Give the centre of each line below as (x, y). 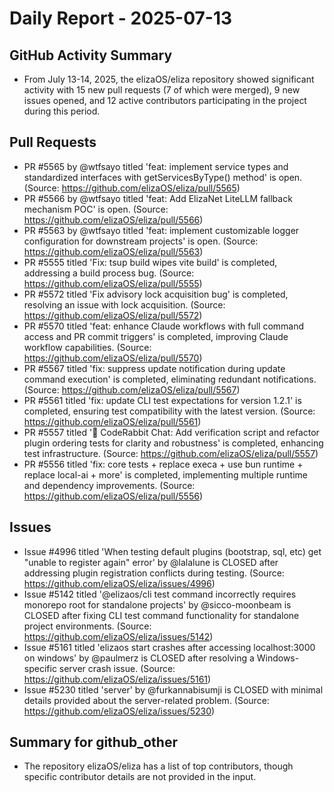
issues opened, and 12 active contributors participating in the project (165, 100)
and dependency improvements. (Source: (109, 485)
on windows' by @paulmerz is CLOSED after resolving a (139, 658)
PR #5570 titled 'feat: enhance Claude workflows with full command (164, 326)
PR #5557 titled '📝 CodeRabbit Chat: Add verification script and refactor (171, 432)
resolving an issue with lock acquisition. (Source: (124, 304)
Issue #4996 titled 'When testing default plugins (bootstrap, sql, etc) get (172, 551)
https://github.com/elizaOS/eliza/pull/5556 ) (113, 496)
